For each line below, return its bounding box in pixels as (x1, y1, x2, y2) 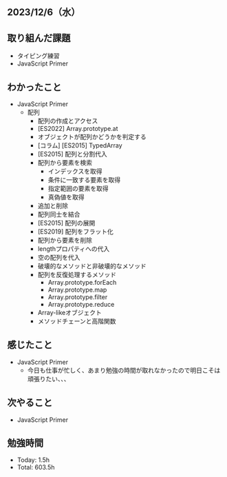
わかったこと (7, 81, 62, 93)
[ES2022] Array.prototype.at (37, 125, 118, 133)
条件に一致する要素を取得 (47, 176, 121, 184)
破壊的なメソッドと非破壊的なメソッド (37, 262, 147, 270)
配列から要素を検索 (37, 159, 93, 167)
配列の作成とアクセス (37, 116, 98, 125)
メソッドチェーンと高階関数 (37, 317, 116, 325)
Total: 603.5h (17, 463, 55, 471)
